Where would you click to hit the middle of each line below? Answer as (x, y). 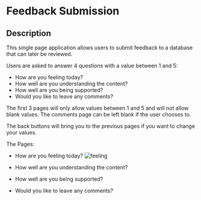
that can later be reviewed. (39, 54)
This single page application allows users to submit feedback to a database (100, 47)
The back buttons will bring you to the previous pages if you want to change (101, 126)
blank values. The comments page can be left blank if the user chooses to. (99, 114)
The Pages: (20, 144)
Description (29, 33)
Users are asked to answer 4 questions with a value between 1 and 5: (92, 65)
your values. (22, 132)
